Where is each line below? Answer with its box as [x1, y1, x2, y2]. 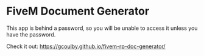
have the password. [6, 30, 56, 38]
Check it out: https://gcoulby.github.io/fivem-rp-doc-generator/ [6, 43, 166, 50]
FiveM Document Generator [6, 4, 150, 18]
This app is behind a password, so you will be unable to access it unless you [6, 24, 198, 32]
